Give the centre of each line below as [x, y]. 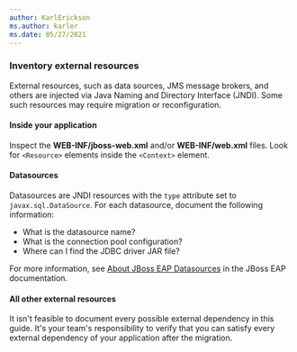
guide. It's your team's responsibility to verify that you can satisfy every [142, 329]
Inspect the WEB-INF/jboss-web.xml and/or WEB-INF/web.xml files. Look [148, 145]
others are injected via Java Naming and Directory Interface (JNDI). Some [146, 95]
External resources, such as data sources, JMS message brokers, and [139, 86]
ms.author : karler [44, 26]
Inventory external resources [74, 66]
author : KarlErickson [50, 18]
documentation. [39, 278]
